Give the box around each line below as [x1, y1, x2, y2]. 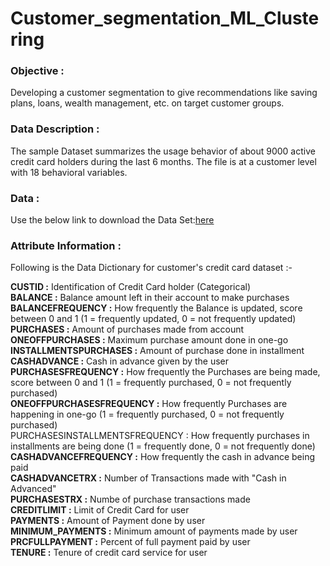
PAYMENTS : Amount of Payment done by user [10, 515, 206, 527]
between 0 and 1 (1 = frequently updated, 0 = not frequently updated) [10, 313, 297, 325]
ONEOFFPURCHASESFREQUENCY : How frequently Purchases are [10, 398, 288, 410]
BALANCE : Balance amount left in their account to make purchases [10, 292, 290, 304]
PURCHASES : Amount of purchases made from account [10, 323, 245, 336]
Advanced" [10, 483, 57, 495]
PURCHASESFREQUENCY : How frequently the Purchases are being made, [10, 366, 321, 378]
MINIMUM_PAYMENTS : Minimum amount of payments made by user [10, 525, 298, 537]
